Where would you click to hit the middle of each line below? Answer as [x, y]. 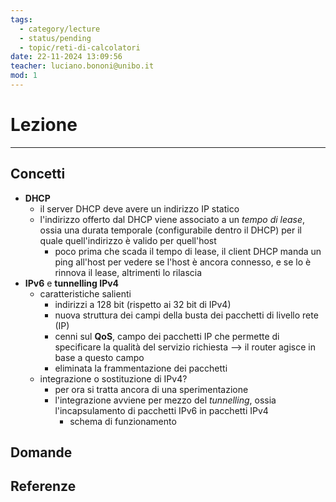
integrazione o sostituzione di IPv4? [113, 378]
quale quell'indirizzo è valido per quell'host [128, 240]
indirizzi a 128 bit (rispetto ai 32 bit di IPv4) [143, 304]
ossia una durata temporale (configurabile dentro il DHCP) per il [170, 230]
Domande [41, 452]
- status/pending [55, 38]
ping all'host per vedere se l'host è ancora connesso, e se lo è [183, 262]
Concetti [38, 174]
